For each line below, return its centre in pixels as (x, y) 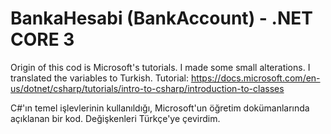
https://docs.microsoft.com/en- (255, 78)
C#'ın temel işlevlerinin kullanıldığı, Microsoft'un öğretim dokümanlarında (160, 108)
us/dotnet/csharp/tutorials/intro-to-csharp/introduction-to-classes (147, 88)
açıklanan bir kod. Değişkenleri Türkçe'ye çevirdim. (115, 118)
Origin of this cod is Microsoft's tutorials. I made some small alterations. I (160, 67)
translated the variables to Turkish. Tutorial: (99, 78)
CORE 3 (42, 39)
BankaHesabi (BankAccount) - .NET (161, 18)
